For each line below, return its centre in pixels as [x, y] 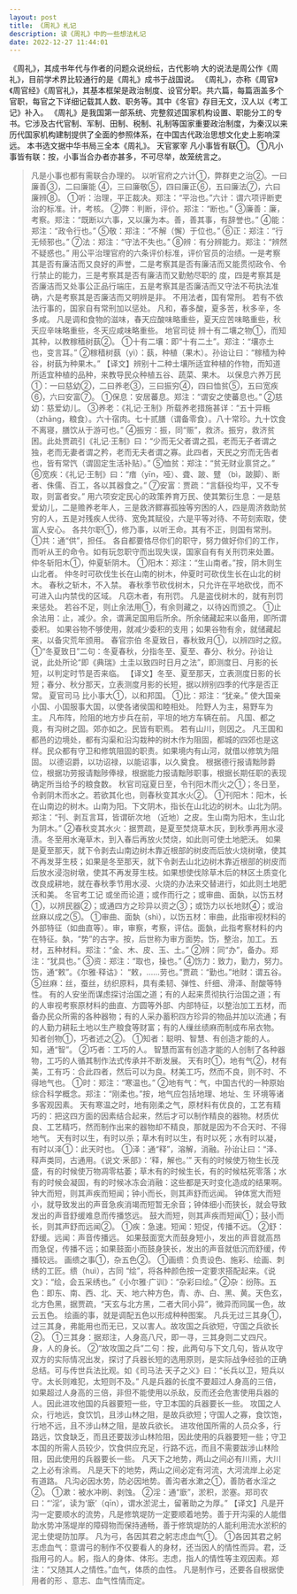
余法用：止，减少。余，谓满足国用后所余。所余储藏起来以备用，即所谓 [159, 618]
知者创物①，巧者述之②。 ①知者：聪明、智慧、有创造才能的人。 [153, 1039]
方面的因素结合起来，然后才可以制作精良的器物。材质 [174, 1116]
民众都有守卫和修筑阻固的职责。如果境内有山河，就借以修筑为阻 [163, 751]
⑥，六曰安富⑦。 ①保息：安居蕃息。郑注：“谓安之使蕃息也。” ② [153, 397]
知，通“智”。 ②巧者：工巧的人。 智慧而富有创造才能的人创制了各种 [154, 1050]
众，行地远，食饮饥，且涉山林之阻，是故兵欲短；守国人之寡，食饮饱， [159, 1415]
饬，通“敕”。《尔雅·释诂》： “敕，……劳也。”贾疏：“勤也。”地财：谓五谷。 [158, 972]
